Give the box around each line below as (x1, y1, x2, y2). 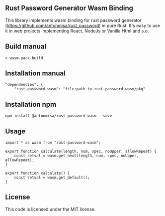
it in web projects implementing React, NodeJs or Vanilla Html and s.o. (5, 27, 149, 34)
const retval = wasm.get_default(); (14, 175, 90, 180)
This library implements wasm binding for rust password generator (5, 17, 142, 23)
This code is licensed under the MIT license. (5, 206, 96, 212)
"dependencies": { (5, 82, 43, 87)
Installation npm (5, 100, 57, 109)
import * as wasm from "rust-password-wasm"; (5, 140, 101, 145)
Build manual (5, 42, 46, 51)
